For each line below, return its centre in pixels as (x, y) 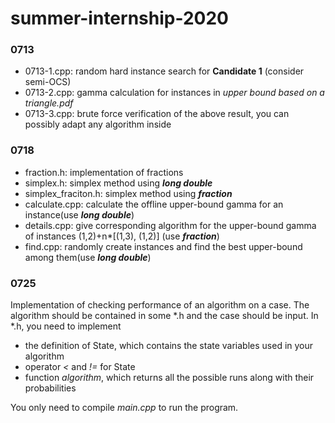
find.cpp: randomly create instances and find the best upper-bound (163, 246)
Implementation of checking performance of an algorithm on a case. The (160, 305)
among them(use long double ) (88, 257)
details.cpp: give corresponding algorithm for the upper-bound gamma (170, 225)
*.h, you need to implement (66, 326)
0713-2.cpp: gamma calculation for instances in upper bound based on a (174, 93)
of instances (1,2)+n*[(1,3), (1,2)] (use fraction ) (122, 236)
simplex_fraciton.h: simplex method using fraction (128, 193)
